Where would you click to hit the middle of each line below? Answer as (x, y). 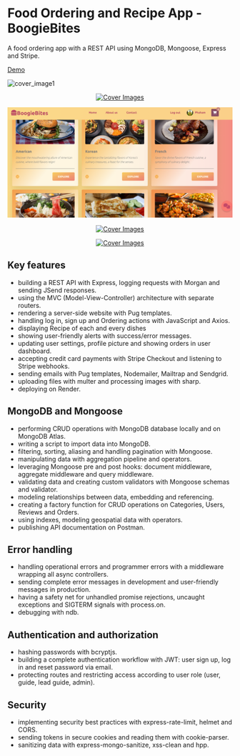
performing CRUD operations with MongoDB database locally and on (119, 428)
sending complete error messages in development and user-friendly (118, 582)
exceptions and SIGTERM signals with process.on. (91, 605)
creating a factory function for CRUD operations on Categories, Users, (121, 504)
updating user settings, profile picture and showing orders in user (114, 343)
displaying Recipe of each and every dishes (82, 328)
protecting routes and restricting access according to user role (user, (119, 675)
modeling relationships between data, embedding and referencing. (116, 497)
